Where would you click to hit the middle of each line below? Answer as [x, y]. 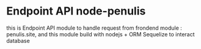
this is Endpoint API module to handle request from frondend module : [94, 28]
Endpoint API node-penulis [76, 11]
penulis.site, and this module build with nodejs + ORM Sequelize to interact [100, 34]
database [18, 41]
